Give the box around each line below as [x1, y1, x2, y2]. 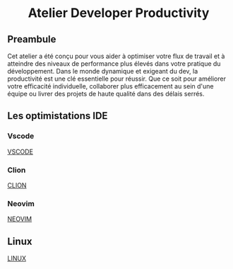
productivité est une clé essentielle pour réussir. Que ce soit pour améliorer [7, 74, 226, 83]
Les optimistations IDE [7, 110, 108, 122]
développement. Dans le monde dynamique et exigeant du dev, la [7, 67, 198, 75]
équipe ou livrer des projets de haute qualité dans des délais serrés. [7, 90, 205, 98]
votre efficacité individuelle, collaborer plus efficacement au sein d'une [7, 82, 214, 90]
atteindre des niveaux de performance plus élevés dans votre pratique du [7, 59, 221, 68]
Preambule [7, 33, 56, 45]
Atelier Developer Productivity [28, 5, 210, 21]
